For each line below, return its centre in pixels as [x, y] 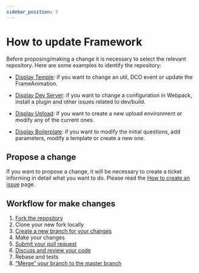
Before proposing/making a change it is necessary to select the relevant [96, 59]
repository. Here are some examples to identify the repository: [84, 65]
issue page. [21, 184]
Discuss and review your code [53, 251]
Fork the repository [39, 218]
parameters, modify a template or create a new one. [80, 138]
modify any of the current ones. [55, 120]
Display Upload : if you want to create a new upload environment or [99, 113]
